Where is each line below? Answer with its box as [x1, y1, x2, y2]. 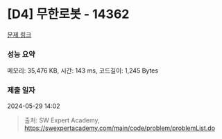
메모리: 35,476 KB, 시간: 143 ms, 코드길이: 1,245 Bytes [7, 66, 158, 75]
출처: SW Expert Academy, [24, 115, 100, 124]
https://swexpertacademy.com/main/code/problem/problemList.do [24, 124, 216, 132]
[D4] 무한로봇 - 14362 [7, 6, 130, 22]
